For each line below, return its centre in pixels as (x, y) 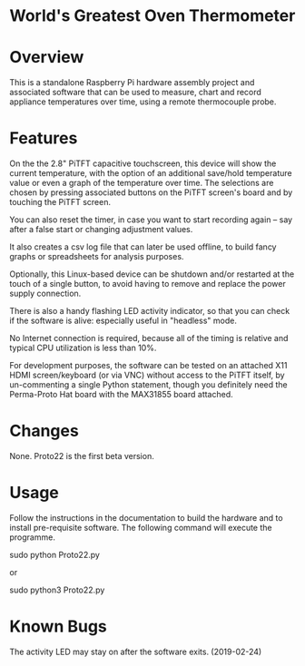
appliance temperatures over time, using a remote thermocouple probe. (143, 102)
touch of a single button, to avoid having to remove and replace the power (148, 284)
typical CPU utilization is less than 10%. (83, 348)
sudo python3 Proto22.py (57, 590)
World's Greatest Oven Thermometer (152, 16)
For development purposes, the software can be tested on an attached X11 (148, 366)
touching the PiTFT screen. (60, 202)
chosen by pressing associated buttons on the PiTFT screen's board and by (151, 192)
